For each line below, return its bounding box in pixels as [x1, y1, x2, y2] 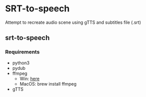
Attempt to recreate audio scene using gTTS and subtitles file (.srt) [5, 19, 141, 25]
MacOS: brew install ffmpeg [19, 81, 77, 87]
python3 [12, 60, 30, 66]
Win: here [19, 75, 40, 82]
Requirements [5, 48, 40, 55]
